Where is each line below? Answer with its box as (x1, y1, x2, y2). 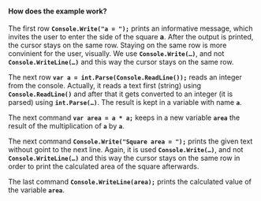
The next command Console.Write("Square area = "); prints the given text (8, 136, 253, 146)
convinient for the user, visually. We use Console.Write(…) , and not (8, 49, 225, 58)
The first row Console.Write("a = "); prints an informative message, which (8, 24, 253, 33)
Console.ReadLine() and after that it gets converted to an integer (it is (8, 89, 233, 99)
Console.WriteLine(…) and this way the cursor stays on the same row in (8, 154, 240, 163)
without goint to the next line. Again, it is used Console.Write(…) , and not (8, 145, 244, 154)
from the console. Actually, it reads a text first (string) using (8, 81, 202, 91)
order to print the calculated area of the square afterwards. (8, 162, 199, 171)
